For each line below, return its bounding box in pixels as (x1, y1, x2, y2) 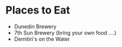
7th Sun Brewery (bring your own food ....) (14, 29, 117, 36)
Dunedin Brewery (14, 23, 57, 30)
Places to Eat (5, 4, 70, 17)
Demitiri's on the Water (14, 35, 70, 42)
